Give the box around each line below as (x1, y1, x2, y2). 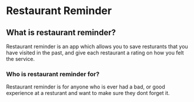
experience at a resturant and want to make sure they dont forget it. (6, 90, 170, 97)
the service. (6, 56, 35, 62)
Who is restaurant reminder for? (6, 70, 100, 78)
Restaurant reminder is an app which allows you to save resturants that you (6, 43, 188, 50)
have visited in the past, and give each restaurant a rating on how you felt (6, 49, 184, 56)
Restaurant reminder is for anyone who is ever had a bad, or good (6, 83, 166, 90)
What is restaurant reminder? (6, 28, 116, 38)
